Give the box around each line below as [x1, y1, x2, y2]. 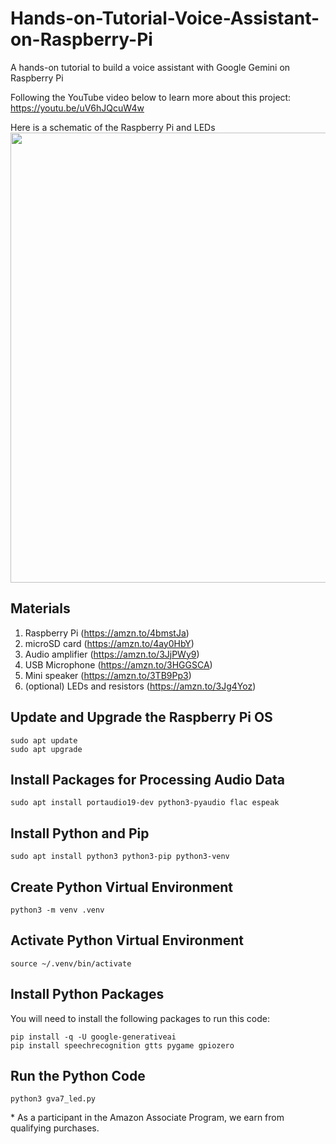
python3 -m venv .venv [10, 905, 105, 915]
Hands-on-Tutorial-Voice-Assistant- [10, 7, 320, 30]
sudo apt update [10, 735, 78, 746]
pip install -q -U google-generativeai [10, 1032, 177, 1042]
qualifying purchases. [10, 1122, 100, 1134]
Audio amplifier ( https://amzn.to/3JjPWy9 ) [24, 648, 200, 660]
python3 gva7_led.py [10, 1094, 97, 1104]
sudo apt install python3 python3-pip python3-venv [10, 852, 230, 862]
